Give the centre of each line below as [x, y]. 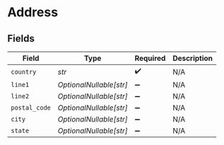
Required [150, 58]
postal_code [31, 108]
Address [33, 12]
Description [193, 58]
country [24, 72]
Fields [21, 39]
